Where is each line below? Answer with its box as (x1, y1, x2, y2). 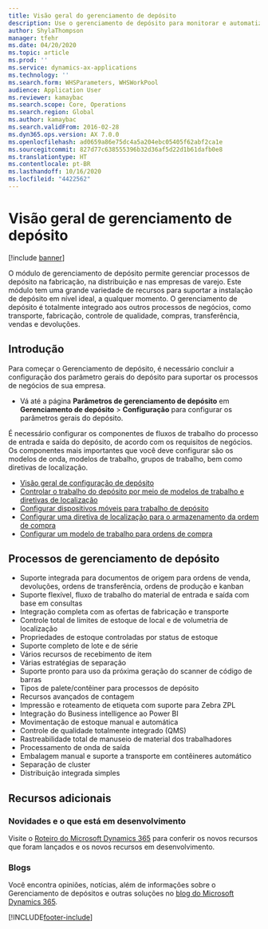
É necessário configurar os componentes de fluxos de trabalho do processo (8, 428, 258, 438)
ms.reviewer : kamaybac (8, 93, 84, 101)
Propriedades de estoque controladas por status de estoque (19, 633, 219, 642)
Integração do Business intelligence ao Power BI (19, 709, 179, 719)
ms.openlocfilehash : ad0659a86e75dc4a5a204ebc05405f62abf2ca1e (8, 137, 223, 146)
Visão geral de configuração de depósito (19, 478, 154, 487)
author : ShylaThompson (8, 26, 84, 34)
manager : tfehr (8, 34, 59, 42)
